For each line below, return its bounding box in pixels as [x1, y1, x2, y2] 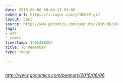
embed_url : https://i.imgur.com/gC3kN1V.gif [5, 12, 100, 17]
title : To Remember [5, 45, 46, 50]
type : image [5, 49, 30, 54]
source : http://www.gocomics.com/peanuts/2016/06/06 [5, 21, 118, 27]
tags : [5, 26, 17, 31]
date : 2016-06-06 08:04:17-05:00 [5, 7, 76, 13]
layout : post [5, 17, 33, 22]
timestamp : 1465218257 [5, 40, 53, 45]
